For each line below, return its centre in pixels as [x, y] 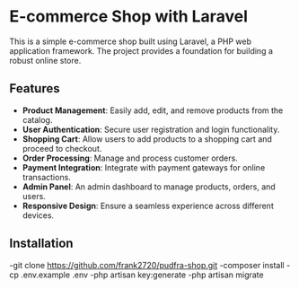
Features [35, 88]
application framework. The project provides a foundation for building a [141, 50]
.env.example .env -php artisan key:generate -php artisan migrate [142, 275]
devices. [38, 215]
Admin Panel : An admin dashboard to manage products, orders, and [149, 187]
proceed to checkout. [62, 148]
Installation [41, 244]
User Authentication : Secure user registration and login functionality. [151, 129]
